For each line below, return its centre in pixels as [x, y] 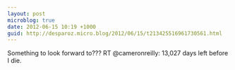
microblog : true [31, 20]
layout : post [26, 14]
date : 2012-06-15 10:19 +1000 [52, 27]
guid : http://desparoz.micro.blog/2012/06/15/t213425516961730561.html [115, 33]
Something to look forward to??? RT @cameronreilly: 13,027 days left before [118, 53]
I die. [14, 61]
